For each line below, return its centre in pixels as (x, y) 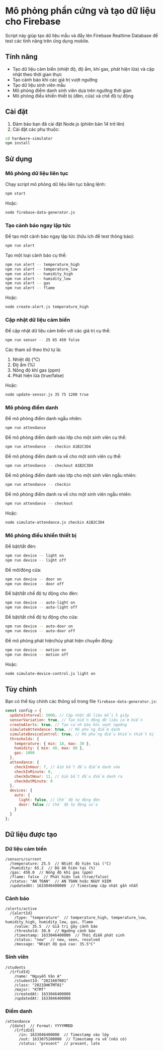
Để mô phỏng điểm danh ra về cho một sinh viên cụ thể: (63, 457)
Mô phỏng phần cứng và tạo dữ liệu (80, 11)
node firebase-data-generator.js (40, 212)
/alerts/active (21, 909)
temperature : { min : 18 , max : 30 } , (53, 743)
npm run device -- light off (36, 560)
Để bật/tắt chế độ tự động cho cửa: (42, 617)
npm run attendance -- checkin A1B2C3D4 (48, 447)
